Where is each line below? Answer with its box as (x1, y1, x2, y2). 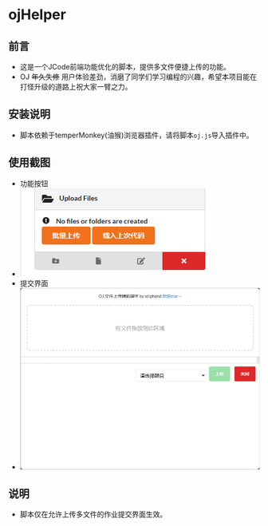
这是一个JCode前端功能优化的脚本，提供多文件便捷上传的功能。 (19, 62, 231, 71)
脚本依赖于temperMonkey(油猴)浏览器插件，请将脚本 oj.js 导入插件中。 (19, 130, 254, 140)
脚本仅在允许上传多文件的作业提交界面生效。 (19, 509, 167, 520)
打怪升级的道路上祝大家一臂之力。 (19, 82, 132, 91)
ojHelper (8, 6, 66, 24)
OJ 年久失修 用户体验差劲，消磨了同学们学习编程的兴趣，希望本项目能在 (19, 72, 258, 81)
